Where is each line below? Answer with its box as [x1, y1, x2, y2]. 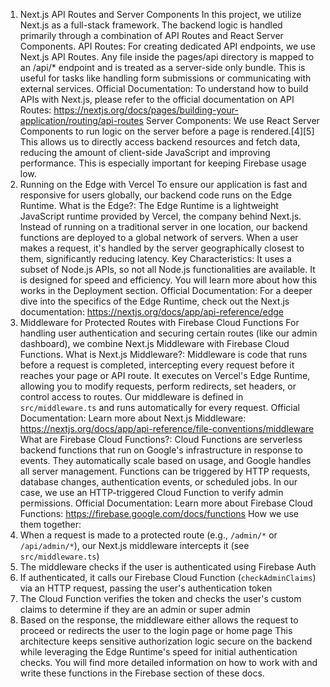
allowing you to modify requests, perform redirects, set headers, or [19, 380, 297, 392]
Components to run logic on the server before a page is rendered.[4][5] [19, 125, 315, 137]
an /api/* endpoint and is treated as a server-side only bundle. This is [19, 62, 306, 73]
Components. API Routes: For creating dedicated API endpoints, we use [19, 40, 316, 52]
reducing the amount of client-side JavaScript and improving [19, 147, 271, 158]
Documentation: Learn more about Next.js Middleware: [19, 412, 247, 424]
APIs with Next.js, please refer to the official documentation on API [19, 94, 295, 105]
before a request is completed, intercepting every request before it [19, 359, 295, 371]
